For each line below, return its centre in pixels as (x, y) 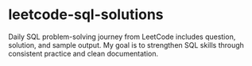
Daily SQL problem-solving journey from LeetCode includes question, (122, 37)
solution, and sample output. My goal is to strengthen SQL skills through (126, 45)
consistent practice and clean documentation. (83, 53)
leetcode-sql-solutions (86, 15)
